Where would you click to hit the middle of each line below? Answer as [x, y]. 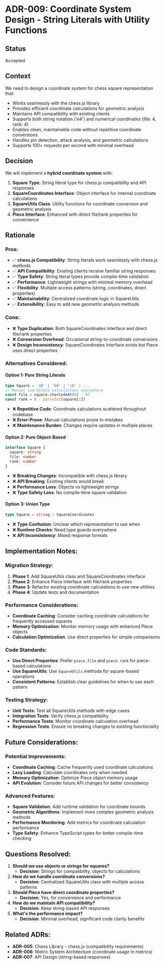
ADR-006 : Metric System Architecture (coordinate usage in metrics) [82, 952]
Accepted [15, 60]
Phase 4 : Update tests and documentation [56, 592]
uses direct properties [35, 350]
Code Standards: [26, 650]
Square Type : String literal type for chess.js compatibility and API [79, 182]
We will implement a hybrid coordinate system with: [59, 173]
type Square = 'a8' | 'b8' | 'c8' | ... [48, 386]
